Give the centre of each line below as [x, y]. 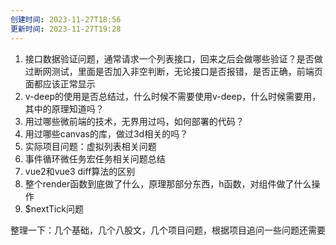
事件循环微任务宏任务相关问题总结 [95, 158]
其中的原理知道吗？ [64, 108]
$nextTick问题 [54, 208]
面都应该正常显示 [60, 83]
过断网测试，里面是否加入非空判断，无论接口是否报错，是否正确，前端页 [173, 71]
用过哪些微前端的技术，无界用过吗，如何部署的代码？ [134, 121]
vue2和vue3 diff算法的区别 [80, 171]
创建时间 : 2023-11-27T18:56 [66, 19]
